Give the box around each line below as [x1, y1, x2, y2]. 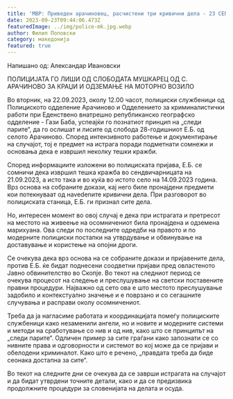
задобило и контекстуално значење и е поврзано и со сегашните [7, 291, 202, 299]
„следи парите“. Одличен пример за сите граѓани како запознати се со [7, 334, 218, 342]
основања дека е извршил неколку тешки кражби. [7, 147, 158, 155]
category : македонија [7, 36, 70, 43]
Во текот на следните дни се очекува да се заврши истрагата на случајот [7, 369, 226, 377]
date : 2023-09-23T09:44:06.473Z [7, 17, 101, 24]
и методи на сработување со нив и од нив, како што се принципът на [7, 327, 214, 334]
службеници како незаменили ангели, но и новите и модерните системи [7, 319, 224, 327]
